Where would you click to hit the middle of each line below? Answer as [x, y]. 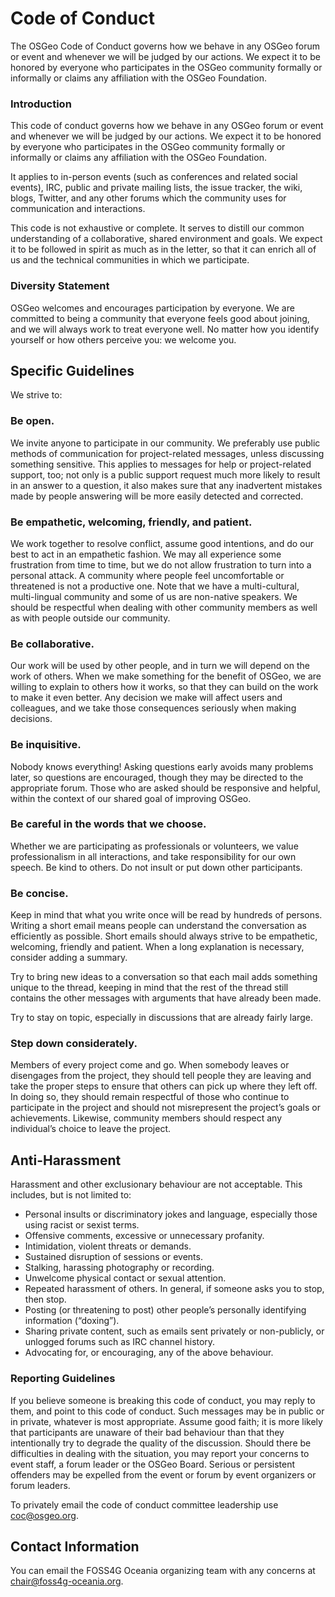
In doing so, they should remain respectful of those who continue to [150, 1097]
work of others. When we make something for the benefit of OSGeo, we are [166, 676]
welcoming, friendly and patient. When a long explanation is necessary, [157, 947]
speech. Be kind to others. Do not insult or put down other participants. [156, 867]
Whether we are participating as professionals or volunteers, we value [154, 846]
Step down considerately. [74, 1044]
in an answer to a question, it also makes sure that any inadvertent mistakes [166, 485]
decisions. [31, 719]
